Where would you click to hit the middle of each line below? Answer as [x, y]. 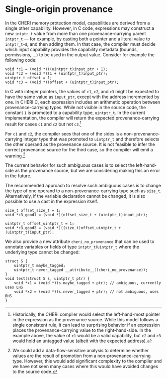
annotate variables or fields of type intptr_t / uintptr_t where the [72, 247]
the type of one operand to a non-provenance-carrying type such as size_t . [83, 191]
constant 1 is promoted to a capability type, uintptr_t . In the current [75, 113]
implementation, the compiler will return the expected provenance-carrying [82, 118]
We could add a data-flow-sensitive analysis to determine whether [81, 351]
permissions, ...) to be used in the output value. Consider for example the [80, 55]
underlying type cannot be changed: [42, 252]
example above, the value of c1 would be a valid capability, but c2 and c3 [87, 336]
